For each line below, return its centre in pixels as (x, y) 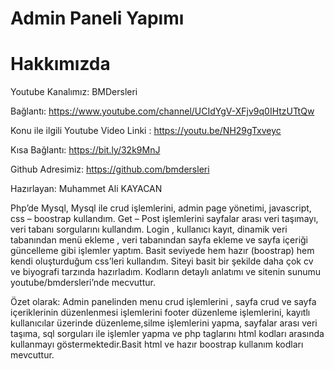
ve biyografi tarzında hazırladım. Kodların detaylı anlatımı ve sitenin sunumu (166, 272)
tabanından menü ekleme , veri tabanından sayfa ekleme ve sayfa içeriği (159, 240)
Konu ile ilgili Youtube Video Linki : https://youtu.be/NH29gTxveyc (146, 131)
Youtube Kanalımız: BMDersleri (74, 92)
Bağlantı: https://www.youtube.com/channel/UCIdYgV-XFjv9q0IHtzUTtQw (162, 111)
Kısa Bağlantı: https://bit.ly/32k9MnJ (85, 150)
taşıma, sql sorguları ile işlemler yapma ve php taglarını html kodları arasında (167, 334)
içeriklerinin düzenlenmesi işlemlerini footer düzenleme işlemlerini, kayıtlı (160, 313)
